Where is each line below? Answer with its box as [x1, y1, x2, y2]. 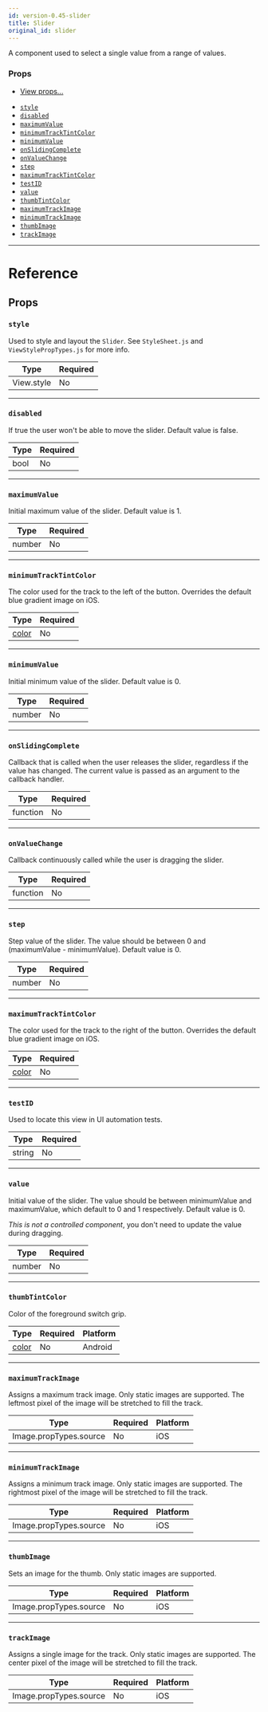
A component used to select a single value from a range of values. [8, 49, 227, 58]
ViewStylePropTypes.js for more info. [8, 344, 130, 354]
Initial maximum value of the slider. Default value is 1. [8, 506, 182, 516]
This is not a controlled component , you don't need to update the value [8, 1219, 242, 1229]
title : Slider [8, 19, 56, 27]
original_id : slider [8, 26, 77, 34]
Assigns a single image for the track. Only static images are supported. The [8, 1650, 256, 1659]
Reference [8, 264, 78, 282]
